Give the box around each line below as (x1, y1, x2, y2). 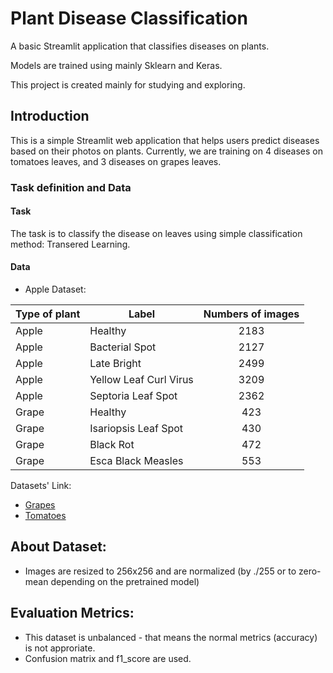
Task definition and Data (10, 180, 132, 194)
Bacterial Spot (89, 340, 157, 354)
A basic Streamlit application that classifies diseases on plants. (10, 40, 270, 52)
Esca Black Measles (89, 454, 184, 468)
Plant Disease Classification (10, 7, 248, 30)
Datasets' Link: (10, 480, 72, 492)
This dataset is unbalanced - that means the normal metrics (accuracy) (24, 631, 318, 643)
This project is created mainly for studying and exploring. (10, 78, 246, 91)
